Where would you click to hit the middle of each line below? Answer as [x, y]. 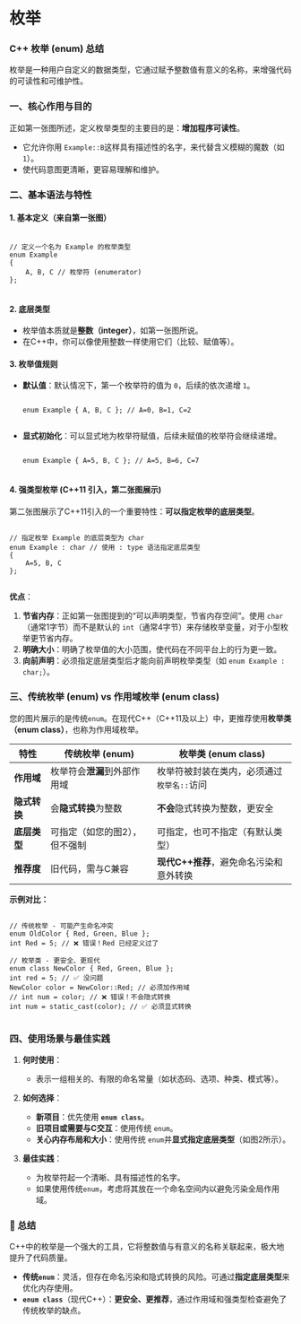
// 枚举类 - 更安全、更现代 [55, 961]
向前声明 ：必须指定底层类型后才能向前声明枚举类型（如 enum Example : [153, 660]
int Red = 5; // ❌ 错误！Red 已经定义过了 [84, 943]
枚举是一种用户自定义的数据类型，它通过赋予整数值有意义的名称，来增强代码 [150, 70]
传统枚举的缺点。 [54, 1311]
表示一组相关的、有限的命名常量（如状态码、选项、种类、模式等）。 [159, 1079]
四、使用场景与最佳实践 [60, 1039]
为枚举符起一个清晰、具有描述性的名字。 [110, 1178]
